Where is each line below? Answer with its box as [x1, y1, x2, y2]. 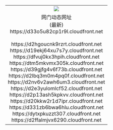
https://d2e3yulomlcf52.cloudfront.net [11, 84, 102, 92]
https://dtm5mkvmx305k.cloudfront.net [9, 59, 104, 66]
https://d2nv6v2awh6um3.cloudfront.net [8, 78, 105, 85]
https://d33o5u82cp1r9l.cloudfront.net [10, 28, 103, 35]
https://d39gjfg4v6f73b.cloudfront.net [11, 66, 102, 73]
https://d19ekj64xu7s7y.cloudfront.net [10, 47, 103, 54]
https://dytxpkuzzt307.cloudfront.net [12, 110, 101, 117]
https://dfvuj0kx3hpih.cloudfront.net [13, 53, 100, 60]
